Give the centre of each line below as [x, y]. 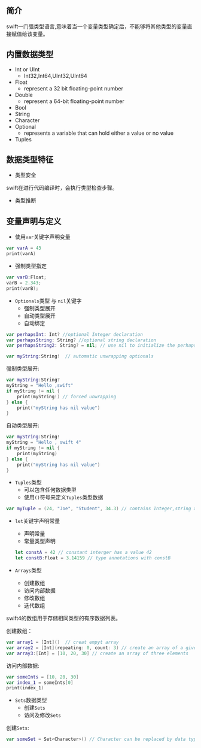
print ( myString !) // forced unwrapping [67, 396]
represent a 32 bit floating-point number [74, 88]
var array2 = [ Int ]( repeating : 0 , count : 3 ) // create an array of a [95, 648]
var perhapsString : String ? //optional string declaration [81, 340]
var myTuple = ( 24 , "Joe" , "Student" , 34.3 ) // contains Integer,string [99, 509]
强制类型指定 [31, 266]
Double [24, 95]
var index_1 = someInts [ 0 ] [40, 682]
